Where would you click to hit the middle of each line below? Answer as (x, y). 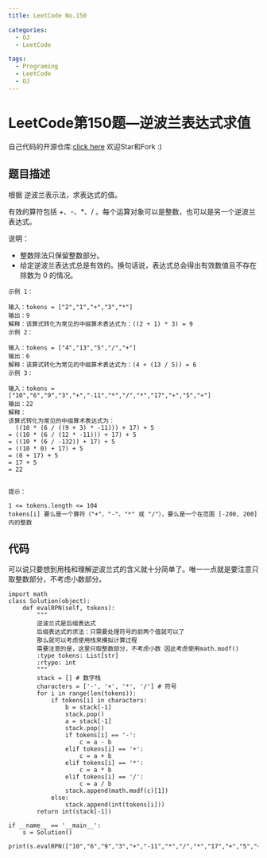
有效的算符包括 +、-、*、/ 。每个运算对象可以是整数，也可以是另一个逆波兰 (132, 211)
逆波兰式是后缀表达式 (67, 624)
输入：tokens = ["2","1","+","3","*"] (71, 307)
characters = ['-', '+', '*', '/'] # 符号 (107, 687)
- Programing (37, 67)
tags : (17, 59)
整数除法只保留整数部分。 (62, 255)
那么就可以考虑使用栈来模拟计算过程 (87, 640)
